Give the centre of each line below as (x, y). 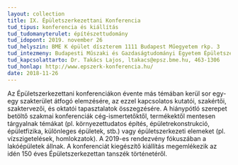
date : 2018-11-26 (33, 73)
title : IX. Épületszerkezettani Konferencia (74, 21)
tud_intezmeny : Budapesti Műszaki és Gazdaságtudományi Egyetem (104, 54)
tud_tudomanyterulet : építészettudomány (68, 34)
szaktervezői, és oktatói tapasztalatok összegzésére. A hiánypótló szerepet (118, 108)
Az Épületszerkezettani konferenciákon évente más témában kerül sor (109, 93)
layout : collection (36, 14)
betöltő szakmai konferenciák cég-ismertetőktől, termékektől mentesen (112, 116)
